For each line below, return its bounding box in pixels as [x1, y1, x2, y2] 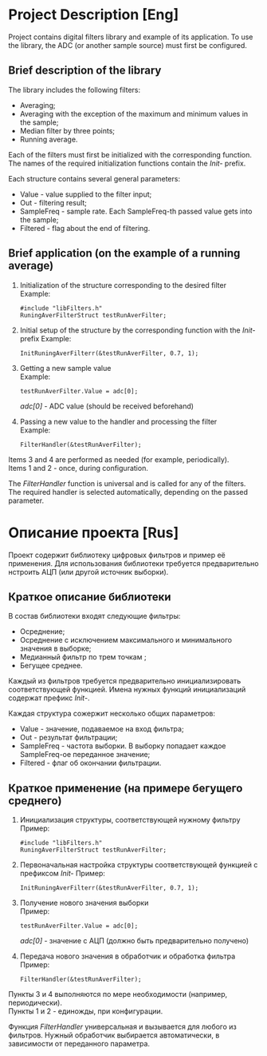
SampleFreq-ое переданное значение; [19, 750, 151, 759]
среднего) [8, 794, 62, 807]
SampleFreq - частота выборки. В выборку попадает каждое [19, 741, 226, 751]
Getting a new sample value [19, 363, 112, 373]
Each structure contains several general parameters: [8, 173, 181, 183]
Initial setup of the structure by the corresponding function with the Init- [19, 325, 256, 335]
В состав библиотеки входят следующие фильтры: [8, 612, 181, 621]
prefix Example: [19, 333, 72, 343]
